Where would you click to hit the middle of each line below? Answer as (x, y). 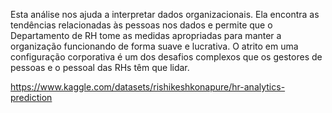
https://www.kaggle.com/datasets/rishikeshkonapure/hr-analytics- (148, 87)
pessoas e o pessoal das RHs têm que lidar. (100, 67)
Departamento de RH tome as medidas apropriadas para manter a (146, 35)
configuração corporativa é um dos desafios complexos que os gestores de (166, 57)
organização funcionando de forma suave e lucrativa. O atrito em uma (154, 46)
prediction (31, 97)
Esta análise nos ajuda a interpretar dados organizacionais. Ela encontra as (165, 14)
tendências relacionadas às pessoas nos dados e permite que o (141, 25)
